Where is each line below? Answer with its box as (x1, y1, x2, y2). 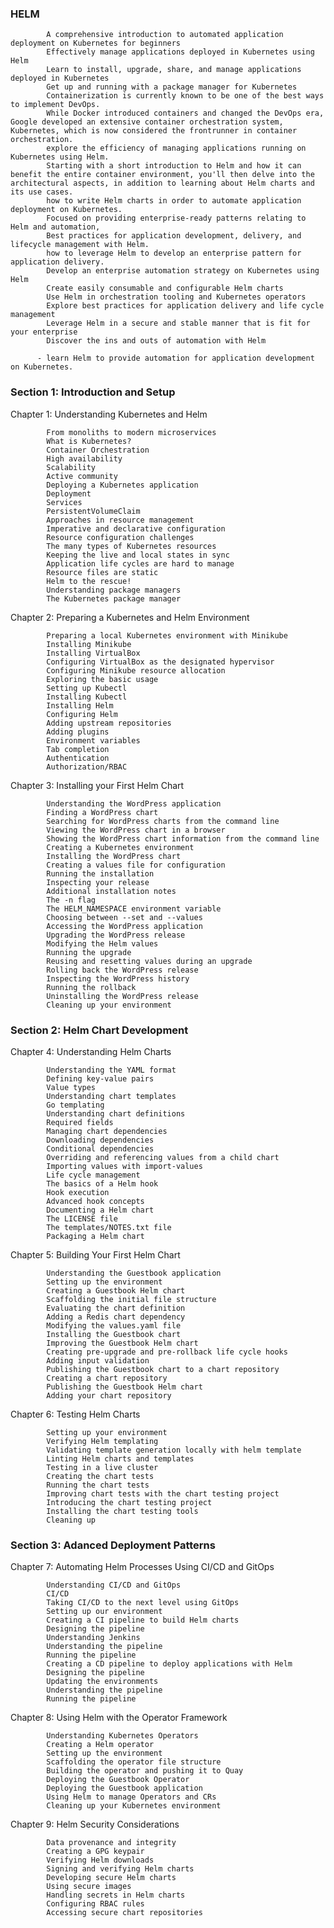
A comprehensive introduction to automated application (46, 30, 284, 40)
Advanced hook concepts (46, 1196, 145, 1206)
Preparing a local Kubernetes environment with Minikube (46, 630, 288, 641)
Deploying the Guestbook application (46, 1783, 203, 1794)
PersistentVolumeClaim (46, 506, 141, 516)
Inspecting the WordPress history (46, 973, 190, 984)
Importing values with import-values (46, 1161, 203, 1171)
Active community (46, 471, 118, 481)
